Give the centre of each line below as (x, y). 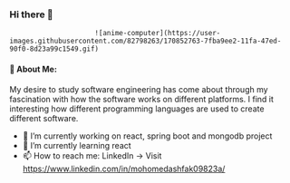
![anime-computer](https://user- (158, 34)
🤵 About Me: (33, 69)
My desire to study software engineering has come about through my (139, 89)
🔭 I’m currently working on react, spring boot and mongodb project (147, 136)
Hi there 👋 (32, 14)
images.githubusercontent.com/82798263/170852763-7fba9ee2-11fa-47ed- (145, 41)
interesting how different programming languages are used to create (137, 109)
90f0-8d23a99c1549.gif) (54, 49)
